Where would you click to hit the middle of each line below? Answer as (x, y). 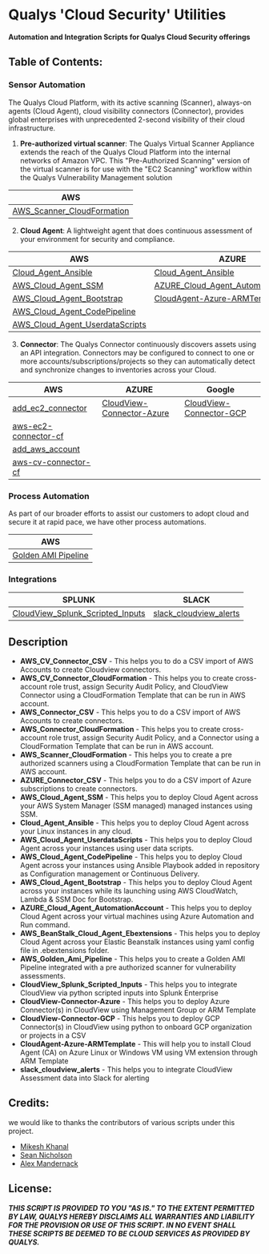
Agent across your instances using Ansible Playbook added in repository (140, 866)
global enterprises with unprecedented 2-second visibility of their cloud (127, 119)
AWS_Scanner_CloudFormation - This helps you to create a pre (126, 755)
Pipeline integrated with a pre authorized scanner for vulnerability (128, 967)
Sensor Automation (47, 85)
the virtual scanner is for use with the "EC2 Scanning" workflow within (136, 169)
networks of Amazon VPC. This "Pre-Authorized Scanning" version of (135, 160)
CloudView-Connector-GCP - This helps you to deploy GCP (120, 1019)
